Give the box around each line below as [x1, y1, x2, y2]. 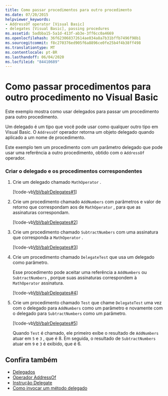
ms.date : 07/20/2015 [5, 12, 49, 17]
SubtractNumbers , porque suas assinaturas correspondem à [12, 274, 137, 281]
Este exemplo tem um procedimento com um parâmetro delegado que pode [5, 144, 163, 150]
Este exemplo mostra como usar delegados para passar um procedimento [5, 108, 159, 114]
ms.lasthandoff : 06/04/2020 [5, 54, 65, 60]
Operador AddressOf [12, 374, 57, 380]
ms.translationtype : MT [5, 45, 55, 50]
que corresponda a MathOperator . [12, 234, 83, 241]
